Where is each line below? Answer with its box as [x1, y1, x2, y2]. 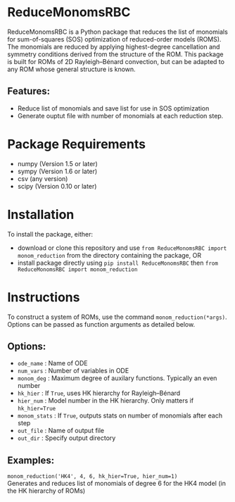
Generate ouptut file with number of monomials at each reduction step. [17, 111, 224, 120]
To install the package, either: [7, 230, 94, 238]
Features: [7, 85, 51, 97]
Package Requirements [7, 136, 146, 152]
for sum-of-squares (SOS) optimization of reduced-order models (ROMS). [7, 34, 222, 43]
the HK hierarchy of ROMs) [7, 487, 86, 495]
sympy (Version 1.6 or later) [17, 167, 98, 175]
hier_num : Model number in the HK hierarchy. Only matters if [17, 396, 194, 405]
